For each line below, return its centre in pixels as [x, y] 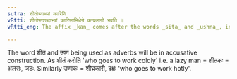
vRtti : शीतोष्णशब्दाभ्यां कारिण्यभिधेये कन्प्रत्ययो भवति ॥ [66, 20]
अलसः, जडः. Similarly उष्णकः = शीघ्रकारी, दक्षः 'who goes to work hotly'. [99, 69]
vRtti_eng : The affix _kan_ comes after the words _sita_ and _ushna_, [115, 27]
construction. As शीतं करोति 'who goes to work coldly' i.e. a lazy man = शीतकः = [118, 61]
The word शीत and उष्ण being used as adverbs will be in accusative [102, 52]
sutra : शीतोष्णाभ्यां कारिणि [37, 14]
